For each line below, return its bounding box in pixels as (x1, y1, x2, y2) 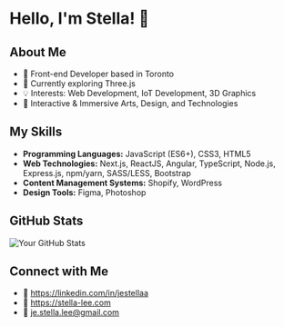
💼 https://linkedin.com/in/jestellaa (22, 288, 148, 299)
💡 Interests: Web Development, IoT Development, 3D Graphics (22, 88, 257, 98)
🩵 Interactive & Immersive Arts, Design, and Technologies (22, 98, 238, 108)
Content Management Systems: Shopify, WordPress (22, 177, 223, 188)
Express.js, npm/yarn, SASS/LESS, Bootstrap (22, 167, 191, 178)
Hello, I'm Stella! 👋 (9, 8, 150, 29)
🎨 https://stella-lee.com (22, 297, 111, 308)
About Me (9, 45, 66, 60)
